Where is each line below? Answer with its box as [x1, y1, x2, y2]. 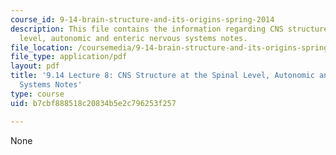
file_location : [10, 42, 74, 53]
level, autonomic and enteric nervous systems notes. [19, 33, 248, 43]
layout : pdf [10, 61, 60, 71]
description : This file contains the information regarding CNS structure [10, 24, 329, 34]
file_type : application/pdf [10, 52, 128, 62]
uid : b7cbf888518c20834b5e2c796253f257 [10, 98, 177, 108]
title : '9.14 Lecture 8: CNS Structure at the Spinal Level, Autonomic [10, 71, 315, 81]
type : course [10, 89, 65, 99]
